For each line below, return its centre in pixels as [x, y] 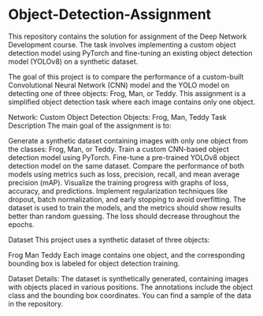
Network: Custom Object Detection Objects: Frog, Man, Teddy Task [117, 117]
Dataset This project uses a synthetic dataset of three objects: [109, 240]
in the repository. [36, 303]
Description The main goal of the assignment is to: [90, 125]
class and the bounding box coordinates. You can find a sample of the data [130, 295]
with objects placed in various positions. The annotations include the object [131, 287]
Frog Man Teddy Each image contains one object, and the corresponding [127, 255]
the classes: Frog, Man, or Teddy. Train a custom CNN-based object [119, 149]
